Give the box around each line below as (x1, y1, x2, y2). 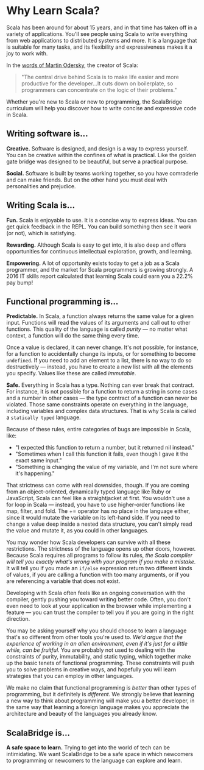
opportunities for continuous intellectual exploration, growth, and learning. (6, 247, 193, 255)
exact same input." (15, 457, 62, 464)
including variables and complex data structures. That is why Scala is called (6, 408, 197, 415)
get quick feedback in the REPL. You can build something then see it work (6, 223, 192, 230)
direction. (6, 615, 30, 623)
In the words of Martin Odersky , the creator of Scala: (6, 62, 139, 69)
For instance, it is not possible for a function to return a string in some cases (6, 388, 198, 395)
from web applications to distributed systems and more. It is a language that (6, 37, 197, 44)
